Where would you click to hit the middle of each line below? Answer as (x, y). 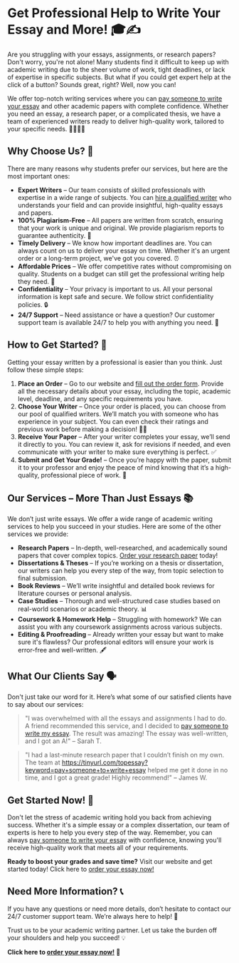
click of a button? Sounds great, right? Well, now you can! (92, 84)
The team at (42, 762)
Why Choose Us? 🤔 (51, 151)
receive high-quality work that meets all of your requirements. (98, 848)
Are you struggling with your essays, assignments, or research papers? (112, 54)
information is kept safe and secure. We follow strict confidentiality (116, 296)
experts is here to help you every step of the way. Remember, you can (110, 832)
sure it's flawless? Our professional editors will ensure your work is (116, 642)
